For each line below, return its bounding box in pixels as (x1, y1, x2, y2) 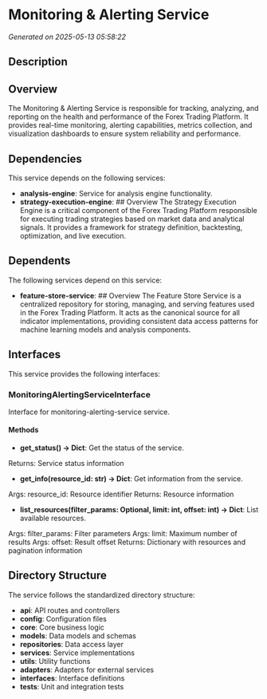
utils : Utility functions (19, 656, 91, 665)
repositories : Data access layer (19, 639, 124, 649)
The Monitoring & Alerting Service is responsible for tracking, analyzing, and (8, 104, 259, 113)
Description (8, 55, 68, 69)
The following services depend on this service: (8, 275, 162, 285)
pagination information (8, 546, 83, 555)
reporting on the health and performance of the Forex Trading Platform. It (8, 112, 249, 121)
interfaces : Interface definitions (19, 673, 125, 683)
